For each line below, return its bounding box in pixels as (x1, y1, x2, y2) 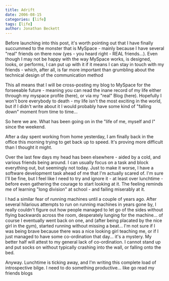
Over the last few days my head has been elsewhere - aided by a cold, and (5, 154, 161, 160)
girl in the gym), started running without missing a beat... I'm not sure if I (5, 223, 155, 229)
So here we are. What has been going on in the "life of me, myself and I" (5, 119, 155, 125)
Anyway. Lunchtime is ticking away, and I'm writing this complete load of (5, 259, 156, 265)
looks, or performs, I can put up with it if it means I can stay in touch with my (5, 62, 164, 68)
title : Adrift (5, 7, 35, 13)
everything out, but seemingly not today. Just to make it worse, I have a (5, 165, 154, 171)
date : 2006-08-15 (5, 12, 42, 17)
